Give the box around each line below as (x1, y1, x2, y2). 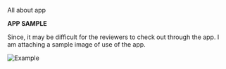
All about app (7, 6, 46, 14)
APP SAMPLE (7, 20, 47, 27)
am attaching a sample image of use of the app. (7, 40, 146, 48)
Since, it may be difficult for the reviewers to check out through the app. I (7, 33, 220, 41)
